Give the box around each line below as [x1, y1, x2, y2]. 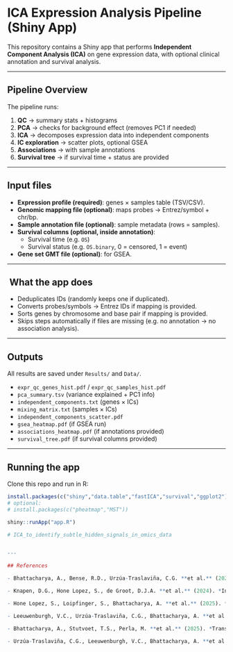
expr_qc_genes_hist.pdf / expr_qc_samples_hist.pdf [17, 383, 166, 391]
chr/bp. [17, 213, 39, 221]
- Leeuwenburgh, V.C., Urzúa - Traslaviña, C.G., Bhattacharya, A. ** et [7, 612, 216, 619]
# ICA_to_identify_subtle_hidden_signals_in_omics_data [7, 531, 172, 538]
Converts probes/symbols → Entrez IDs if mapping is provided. [17, 302, 198, 311]
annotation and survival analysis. [7, 57, 101, 65]
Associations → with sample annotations [17, 145, 135, 154]
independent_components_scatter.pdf [17, 414, 123, 421]
